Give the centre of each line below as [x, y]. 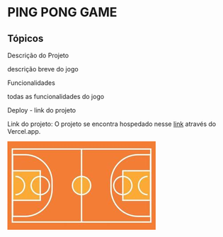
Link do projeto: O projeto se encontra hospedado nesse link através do [112, 124]
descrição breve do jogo [43, 69]
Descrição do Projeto [38, 55]
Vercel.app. [24, 131]
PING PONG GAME [62, 12]
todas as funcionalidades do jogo [56, 97]
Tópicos [25, 39]
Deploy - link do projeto [42, 110]
